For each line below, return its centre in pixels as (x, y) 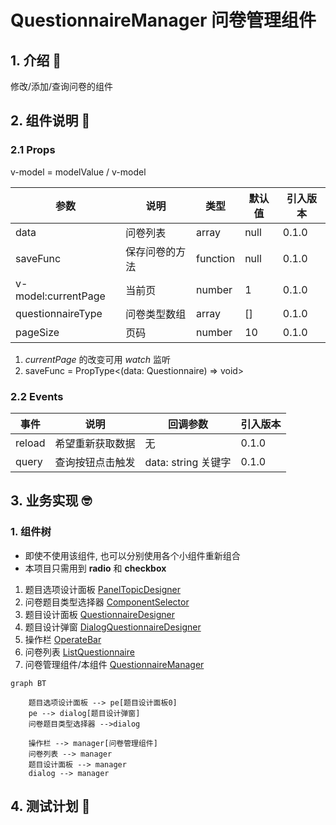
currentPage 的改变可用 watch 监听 (98, 359)
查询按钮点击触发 (95, 462)
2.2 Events (37, 396)
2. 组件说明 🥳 (50, 121)
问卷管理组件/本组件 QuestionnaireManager (114, 664)
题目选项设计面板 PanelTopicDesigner (102, 589)
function (216, 258)
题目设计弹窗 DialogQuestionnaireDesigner (113, 627)
